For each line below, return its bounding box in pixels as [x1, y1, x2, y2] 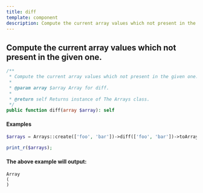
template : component [6, 15, 59, 21]
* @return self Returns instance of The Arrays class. [8, 96, 150, 102]
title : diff [6, 8, 36, 15]
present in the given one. [6, 52, 103, 62]
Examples [6, 120, 32, 128]
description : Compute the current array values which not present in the [6, 20, 196, 26]
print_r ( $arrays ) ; [6, 145, 53, 151]
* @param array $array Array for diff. [8, 85, 110, 91]
